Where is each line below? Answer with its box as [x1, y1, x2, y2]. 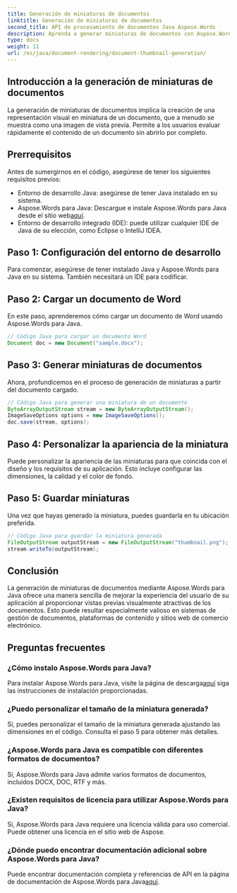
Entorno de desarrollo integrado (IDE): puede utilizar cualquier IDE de [17, 218, 219, 227]
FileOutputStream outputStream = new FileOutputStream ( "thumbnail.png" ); [7, 539, 229, 546]
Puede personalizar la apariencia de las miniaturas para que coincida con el [7, 457, 227, 465]
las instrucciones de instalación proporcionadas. [7, 686, 148, 695]
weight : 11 [7, 43, 39, 50]
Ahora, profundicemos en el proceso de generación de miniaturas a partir [7, 378, 221, 386]
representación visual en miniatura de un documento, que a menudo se [7, 113, 214, 121]
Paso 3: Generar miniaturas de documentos [7, 359, 202, 371]
